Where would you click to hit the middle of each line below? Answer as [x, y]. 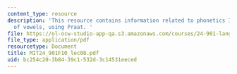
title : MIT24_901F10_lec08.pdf [53, 54]
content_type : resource [42, 14]
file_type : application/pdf [49, 40]
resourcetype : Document [42, 47]
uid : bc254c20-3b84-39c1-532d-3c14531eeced [72, 60]
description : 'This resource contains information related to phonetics [116, 20]
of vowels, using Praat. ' [53, 27]
